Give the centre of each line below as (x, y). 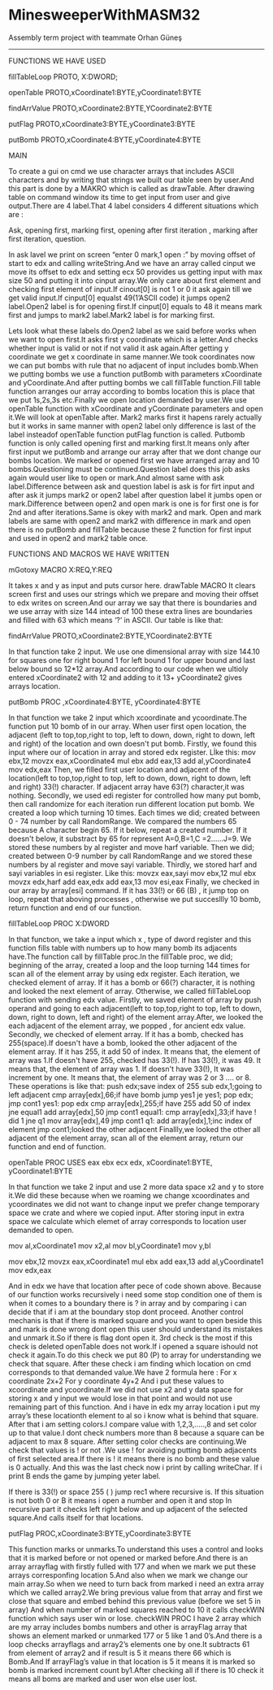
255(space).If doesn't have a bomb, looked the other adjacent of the (123, 1043)
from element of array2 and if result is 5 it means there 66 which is (120, 1653)
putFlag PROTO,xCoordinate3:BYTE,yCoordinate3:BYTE (102, 124)
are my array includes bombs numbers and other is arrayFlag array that (128, 1627)
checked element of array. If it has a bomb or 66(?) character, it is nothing (132, 982)
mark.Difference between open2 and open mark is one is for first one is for (134, 503)
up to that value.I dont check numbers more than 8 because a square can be (136, 1432)
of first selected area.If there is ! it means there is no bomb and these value (134, 1458)
